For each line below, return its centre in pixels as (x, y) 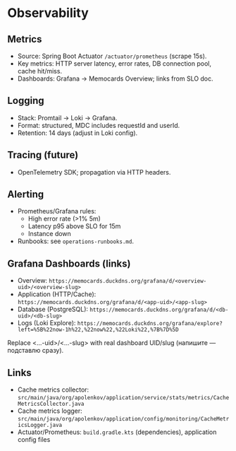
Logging (26, 101)
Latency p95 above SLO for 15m (74, 226)
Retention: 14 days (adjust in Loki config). (77, 133)
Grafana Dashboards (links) (69, 263)
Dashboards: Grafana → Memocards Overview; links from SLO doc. (115, 78)
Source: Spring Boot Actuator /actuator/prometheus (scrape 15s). (112, 56)
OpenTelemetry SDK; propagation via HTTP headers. (94, 172)
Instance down (50, 234)
